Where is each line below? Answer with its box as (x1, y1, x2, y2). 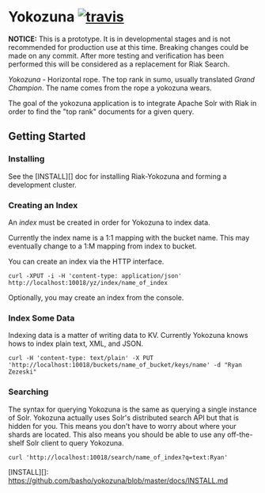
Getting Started (8, 130, 86, 143)
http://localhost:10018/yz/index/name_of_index (8, 279, 168, 286)
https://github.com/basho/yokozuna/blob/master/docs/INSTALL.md (8, 476, 229, 485)
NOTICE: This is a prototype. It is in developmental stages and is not (8, 34, 231, 44)
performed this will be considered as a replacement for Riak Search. (8, 59, 230, 69)
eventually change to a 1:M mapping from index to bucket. (8, 241, 197, 251)
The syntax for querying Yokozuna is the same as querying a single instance (8, 404, 257, 414)
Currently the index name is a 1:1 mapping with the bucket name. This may (8, 233, 250, 242)
